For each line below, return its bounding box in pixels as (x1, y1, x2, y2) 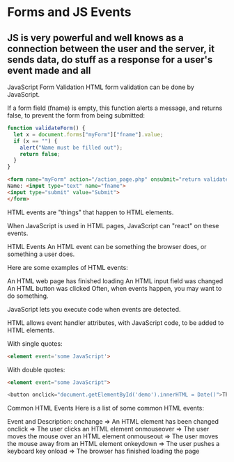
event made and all (7, 64, 91, 77)
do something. (7, 292, 49, 300)
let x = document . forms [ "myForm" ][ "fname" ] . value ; (13, 131, 164, 138)
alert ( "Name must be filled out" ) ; (19, 144, 123, 151)
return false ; (19, 150, 61, 157)
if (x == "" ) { (13, 137, 58, 145)
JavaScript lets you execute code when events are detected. (7, 305, 181, 313)
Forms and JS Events (7, 4, 132, 20)
